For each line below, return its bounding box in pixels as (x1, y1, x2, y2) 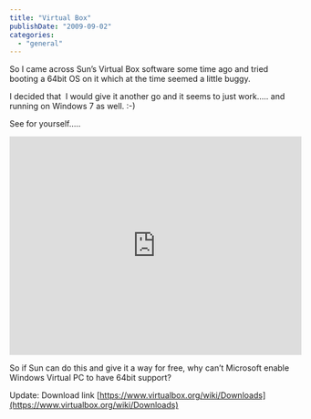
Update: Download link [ (9, 390, 100, 401)
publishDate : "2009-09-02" (9, 22, 112, 31)
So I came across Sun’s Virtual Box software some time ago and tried (9, 64, 269, 75)
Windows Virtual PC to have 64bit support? (9, 373, 171, 383)
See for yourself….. (9, 118, 81, 129)
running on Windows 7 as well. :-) (9, 101, 136, 112)
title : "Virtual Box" (9, 13, 92, 23)
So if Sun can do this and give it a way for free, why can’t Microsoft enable (9, 363, 290, 373)
